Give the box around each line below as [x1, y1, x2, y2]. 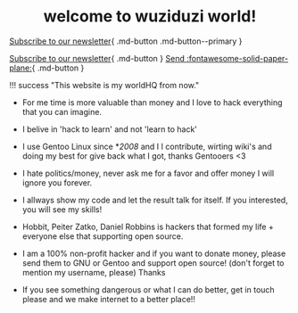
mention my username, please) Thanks [21, 267, 166, 277]
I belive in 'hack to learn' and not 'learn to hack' [21, 123, 198, 135]
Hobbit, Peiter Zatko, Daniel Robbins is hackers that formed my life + [21, 221, 274, 232]
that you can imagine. [21, 106, 103, 117]
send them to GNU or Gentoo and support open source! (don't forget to [21, 257, 285, 268]
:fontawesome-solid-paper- [186, 53, 288, 63]
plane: [9, 62, 33, 73]
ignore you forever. [21, 177, 93, 188]
